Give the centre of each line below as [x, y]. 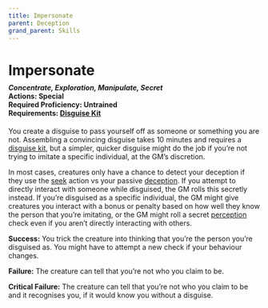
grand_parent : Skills [44, 30]
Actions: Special [36, 96]
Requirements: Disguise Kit [55, 114]
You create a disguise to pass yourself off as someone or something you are [134, 131]
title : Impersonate [41, 16]
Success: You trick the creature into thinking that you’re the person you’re [131, 238]
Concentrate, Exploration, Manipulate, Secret [86, 88]
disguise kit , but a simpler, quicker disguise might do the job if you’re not [128, 148]
